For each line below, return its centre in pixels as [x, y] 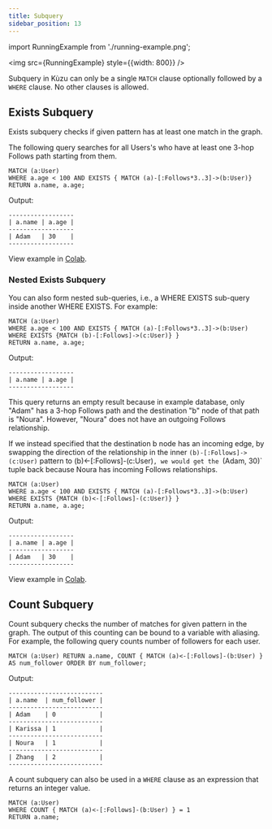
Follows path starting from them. [63, 156]
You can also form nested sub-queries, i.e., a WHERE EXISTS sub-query [129, 297]
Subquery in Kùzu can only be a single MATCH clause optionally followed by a [135, 78]
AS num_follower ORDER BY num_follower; [78, 663]
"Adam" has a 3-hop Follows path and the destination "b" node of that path [134, 410]
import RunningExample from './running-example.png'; [99, 46]
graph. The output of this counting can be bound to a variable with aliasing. [134, 633]
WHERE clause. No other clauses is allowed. [79, 87]
